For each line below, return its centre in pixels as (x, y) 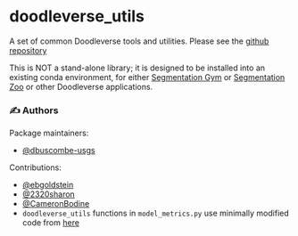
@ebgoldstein (48, 185)
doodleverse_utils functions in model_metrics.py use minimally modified (156, 213)
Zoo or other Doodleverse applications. (81, 86)
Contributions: (36, 167)
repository (28, 50)
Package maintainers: (49, 133)
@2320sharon (49, 194)
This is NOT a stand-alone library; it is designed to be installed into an (137, 68)
